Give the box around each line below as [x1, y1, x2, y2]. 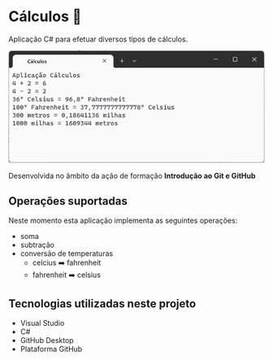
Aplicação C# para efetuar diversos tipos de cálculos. [8, 34, 188, 44]
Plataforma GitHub [19, 345, 83, 354]
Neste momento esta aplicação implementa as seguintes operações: [8, 215, 238, 226]
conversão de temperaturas [19, 249, 114, 258]
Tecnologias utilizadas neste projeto [8, 297, 197, 310]
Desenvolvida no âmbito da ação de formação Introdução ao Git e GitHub [8, 171, 256, 180]
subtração [19, 240, 55, 250]
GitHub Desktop [19, 336, 75, 345]
